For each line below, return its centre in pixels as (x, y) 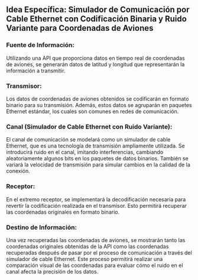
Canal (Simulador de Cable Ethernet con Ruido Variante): (89, 127)
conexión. (18, 171)
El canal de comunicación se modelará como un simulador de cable (88, 140)
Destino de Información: (42, 227)
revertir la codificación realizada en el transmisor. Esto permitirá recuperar (97, 205)
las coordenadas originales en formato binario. (63, 212)
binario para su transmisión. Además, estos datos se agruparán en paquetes (99, 105)
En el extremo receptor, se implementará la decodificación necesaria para (96, 199)
